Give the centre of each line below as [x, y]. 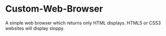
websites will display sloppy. [35, 28]
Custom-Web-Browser [54, 9]
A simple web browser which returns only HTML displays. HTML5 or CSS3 [83, 23]
